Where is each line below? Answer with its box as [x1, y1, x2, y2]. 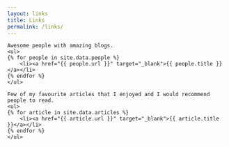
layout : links [7, 10, 49, 17]
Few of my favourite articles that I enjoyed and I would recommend [7, 91, 210, 98]
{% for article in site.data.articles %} [7, 109, 129, 116]
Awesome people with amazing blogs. [7, 42, 113, 49]
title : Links [7, 17, 45, 24]
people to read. [7, 97, 54, 105]
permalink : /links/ [7, 23, 64, 30]
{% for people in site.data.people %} [7, 54, 120, 61]
